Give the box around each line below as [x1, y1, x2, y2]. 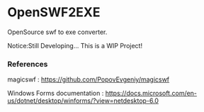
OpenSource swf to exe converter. [7, 28, 108, 36]
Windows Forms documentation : [7, 89, 104, 98]
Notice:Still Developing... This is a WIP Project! [7, 41, 143, 50]
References [7, 59, 48, 69]
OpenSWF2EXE [7, 4, 101, 21]
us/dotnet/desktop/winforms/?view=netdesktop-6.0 [7, 96, 159, 105]
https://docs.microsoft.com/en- [105, 89, 197, 98]
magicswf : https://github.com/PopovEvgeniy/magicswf [7, 75, 170, 84]
